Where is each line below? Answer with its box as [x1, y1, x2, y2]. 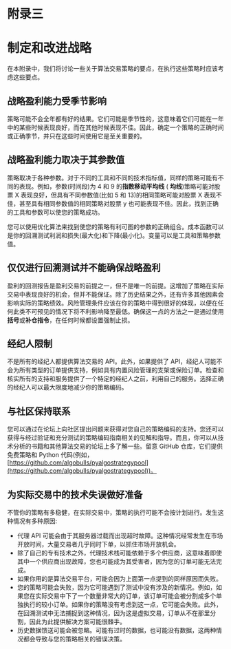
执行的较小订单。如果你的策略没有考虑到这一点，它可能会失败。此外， [23, 600, 222, 608]
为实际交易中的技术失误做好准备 [7, 489, 143, 500]
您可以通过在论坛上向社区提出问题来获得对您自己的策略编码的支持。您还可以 [7, 425, 224, 434]
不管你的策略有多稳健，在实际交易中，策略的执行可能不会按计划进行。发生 [7, 509, 218, 516]
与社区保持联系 [7, 405, 71, 417]
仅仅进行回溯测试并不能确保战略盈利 [7, 262, 161, 274]
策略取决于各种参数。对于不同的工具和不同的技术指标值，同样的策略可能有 [7, 173, 218, 182]
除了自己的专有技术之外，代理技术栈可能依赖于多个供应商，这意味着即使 [16, 549, 222, 557]
